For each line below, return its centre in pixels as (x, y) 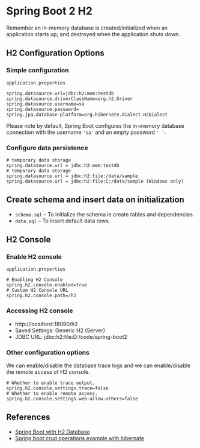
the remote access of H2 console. (48, 372)
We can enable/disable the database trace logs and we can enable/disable (98, 365)
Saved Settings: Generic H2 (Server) (60, 330)
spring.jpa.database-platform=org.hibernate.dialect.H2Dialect (87, 115)
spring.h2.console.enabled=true (47, 285)
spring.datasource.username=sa (45, 104)
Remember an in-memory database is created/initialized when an (87, 28)
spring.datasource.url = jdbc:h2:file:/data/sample (72, 176)
